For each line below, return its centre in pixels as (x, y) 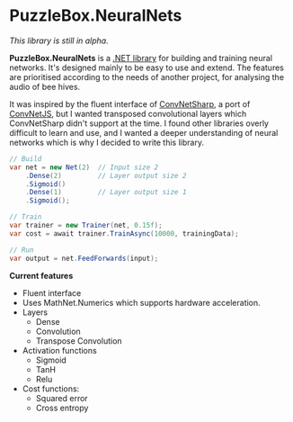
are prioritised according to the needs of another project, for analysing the (147, 76)
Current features (41, 275)
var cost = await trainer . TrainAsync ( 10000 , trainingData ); (124, 233)
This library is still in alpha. (59, 40)
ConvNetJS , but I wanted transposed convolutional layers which (128, 113)
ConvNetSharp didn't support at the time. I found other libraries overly (139, 123)
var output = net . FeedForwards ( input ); (84, 258)
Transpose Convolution (79, 341)
